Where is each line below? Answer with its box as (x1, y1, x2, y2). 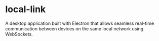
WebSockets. (5, 31, 33, 37)
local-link (5, 4, 46, 15)
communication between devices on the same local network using (5, 25, 144, 31)
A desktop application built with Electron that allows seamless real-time (5, 20, 154, 26)
